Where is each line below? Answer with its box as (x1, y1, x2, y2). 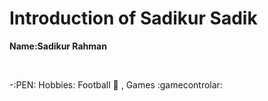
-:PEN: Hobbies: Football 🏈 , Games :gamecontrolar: (9, 78, 223, 91)
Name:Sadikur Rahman (9, 40, 107, 52)
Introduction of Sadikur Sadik (9, 7, 258, 30)
